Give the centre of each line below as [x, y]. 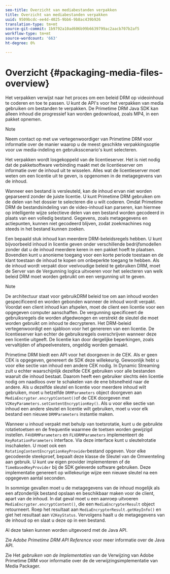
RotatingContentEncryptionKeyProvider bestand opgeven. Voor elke [76, 451]
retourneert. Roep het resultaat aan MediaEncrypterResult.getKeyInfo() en [83, 509]
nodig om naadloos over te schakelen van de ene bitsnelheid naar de [77, 381]
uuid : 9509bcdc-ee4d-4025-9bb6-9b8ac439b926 [53, 19]
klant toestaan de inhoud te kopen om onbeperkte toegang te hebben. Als [82, 260]
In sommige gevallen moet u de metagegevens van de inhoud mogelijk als [82, 488]
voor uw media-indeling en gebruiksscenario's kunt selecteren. [71, 149]
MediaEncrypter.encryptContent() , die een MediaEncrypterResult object [80, 504]
